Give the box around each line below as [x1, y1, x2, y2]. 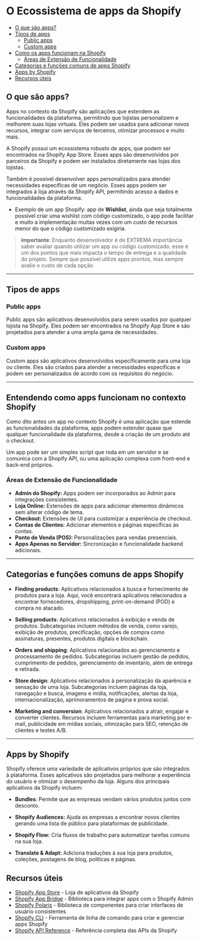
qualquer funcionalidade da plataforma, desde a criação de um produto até [6, 431, 190, 438]
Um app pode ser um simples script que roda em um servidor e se [6, 449, 168, 456]
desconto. [14, 802, 40, 809]
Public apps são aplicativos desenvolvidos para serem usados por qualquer [6, 316, 192, 323]
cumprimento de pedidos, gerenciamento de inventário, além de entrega [14, 659, 193, 666]
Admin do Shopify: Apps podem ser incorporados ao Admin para [14, 489, 176, 496]
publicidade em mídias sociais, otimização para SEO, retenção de [27, 720, 189, 727]
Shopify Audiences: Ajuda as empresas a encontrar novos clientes [14, 814, 180, 821]
